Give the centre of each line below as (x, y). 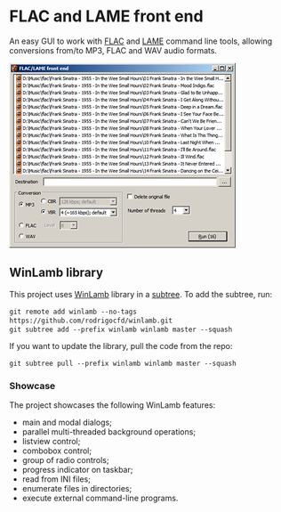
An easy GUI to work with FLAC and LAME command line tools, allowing (141, 41)
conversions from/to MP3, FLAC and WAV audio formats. (113, 50)
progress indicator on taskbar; (77, 470)
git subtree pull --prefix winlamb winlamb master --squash (123, 363)
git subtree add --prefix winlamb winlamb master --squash (121, 329)
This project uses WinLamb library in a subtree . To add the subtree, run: (141, 294)
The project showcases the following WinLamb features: (112, 405)
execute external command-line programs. (100, 498)
